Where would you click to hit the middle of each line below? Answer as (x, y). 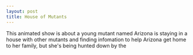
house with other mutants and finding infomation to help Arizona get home (96, 39)
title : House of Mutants (36, 17)
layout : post (22, 11)
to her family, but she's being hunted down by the (66, 45)
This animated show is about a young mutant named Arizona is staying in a (97, 33)
